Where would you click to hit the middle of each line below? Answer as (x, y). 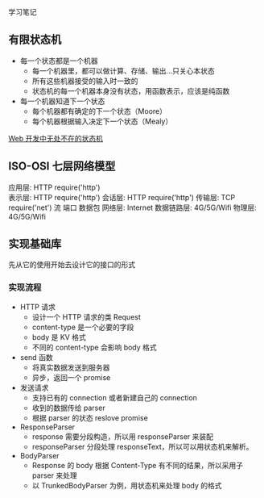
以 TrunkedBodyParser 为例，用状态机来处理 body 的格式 (127, 485)
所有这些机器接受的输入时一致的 (85, 81)
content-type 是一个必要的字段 (83, 327)
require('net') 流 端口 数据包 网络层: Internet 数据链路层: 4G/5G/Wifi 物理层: (133, 207)
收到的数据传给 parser (69, 408)
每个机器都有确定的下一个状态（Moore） (99, 111)
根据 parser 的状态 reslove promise (90, 417)
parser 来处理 (55, 475)
